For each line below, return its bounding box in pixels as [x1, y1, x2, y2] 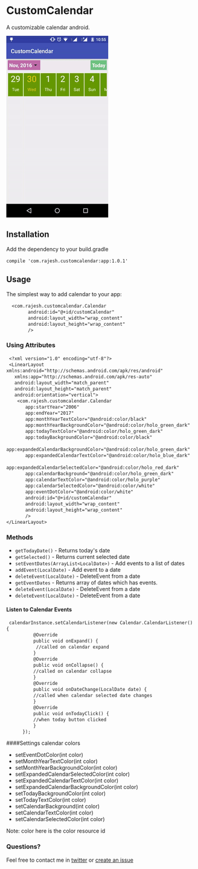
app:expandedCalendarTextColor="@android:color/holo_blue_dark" [25, 452, 190, 458]
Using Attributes [6, 341, 56, 349]
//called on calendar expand [36, 644, 110, 650]
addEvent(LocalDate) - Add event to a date [14, 566, 121, 573]
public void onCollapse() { [33, 662, 104, 669]
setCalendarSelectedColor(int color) [14, 816, 105, 823]
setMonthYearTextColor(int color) [14, 758, 98, 765]
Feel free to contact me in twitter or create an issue [6, 856, 134, 864]
